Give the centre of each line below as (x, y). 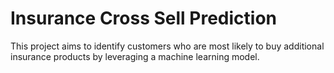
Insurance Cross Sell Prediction (144, 18)
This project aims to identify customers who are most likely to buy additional (167, 46)
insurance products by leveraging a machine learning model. (135, 56)
